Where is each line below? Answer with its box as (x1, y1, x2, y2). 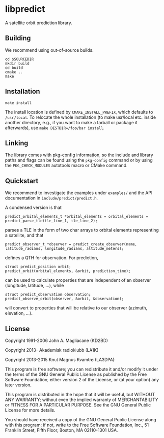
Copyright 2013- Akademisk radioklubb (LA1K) (5, 347, 99, 353)
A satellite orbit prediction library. (5, 20, 73, 26)
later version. (5, 382, 32, 388)
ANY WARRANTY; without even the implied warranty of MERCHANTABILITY (5, 397, 159, 403)
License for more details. (5, 407, 55, 413)
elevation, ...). (5, 310, 33, 316)
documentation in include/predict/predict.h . (5, 195, 98, 201)
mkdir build (5, 61, 29, 66)
